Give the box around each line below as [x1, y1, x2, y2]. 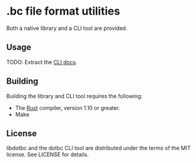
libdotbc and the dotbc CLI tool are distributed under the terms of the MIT [6, 145, 191, 152]
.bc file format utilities [6, 4, 121, 18]
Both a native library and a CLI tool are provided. [6, 24, 128, 32]
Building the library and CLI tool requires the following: [6, 92, 143, 100]
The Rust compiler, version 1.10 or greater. [15, 104, 121, 111]
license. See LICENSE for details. [6, 151, 89, 158]
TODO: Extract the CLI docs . [6, 58, 77, 65]
